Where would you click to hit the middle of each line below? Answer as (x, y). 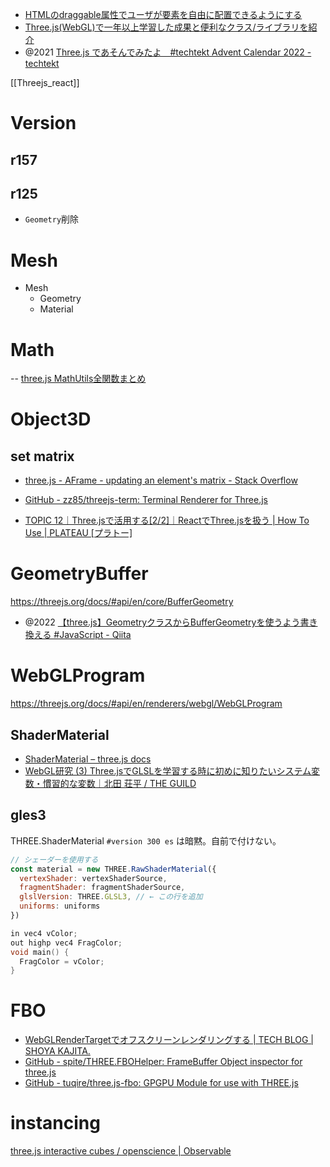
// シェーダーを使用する (54, 859)
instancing (55, 1123)
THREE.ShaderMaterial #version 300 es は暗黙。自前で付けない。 (146, 840)
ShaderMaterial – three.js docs (88, 759)
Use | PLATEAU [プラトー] (78, 533)
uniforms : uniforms (60, 906)
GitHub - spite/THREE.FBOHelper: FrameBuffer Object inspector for (163, 1062)
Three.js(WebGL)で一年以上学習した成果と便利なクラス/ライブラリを (166, 27)
